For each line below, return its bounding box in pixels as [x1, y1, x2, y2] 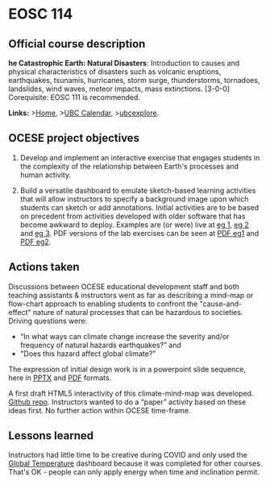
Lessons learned [8, 429, 94, 443]
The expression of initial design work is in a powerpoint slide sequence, [8, 364, 246, 374]
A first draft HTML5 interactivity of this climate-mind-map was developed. [8, 388, 254, 398]
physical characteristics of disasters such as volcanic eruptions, [8, 67, 222, 77]
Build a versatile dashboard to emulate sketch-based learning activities [19, 185, 256, 195]
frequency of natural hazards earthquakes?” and [19, 340, 181, 350]
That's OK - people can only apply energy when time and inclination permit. [8, 467, 260, 477]
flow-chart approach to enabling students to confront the [8, 299, 198, 309]
